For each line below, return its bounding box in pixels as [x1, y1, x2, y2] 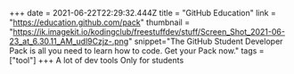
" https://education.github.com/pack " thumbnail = [9, 17, 190, 28]
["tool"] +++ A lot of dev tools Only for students [9, 55, 184, 65]
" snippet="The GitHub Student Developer [127, 36, 283, 46]
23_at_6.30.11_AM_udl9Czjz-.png [9, 36, 129, 46]
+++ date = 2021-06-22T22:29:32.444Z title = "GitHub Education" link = [9, 8, 276, 18]
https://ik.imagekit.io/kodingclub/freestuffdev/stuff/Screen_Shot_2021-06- [12, 27, 285, 37]
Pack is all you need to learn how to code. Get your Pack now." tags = [9, 45, 265, 56]
